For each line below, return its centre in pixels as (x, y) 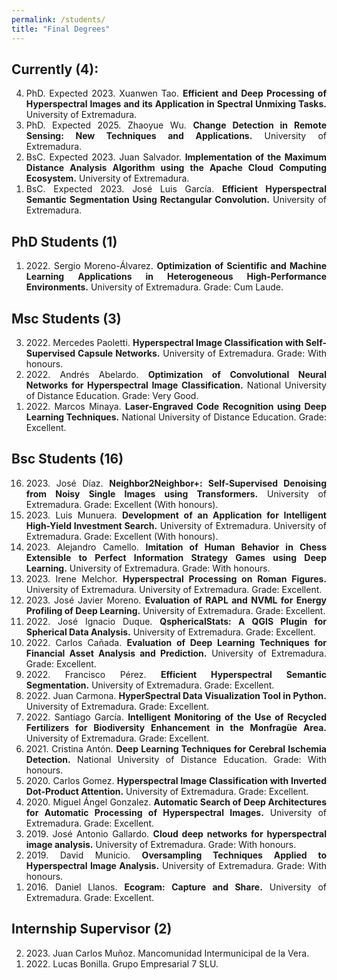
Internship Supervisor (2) (92, 929)
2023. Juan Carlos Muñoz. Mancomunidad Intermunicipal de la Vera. (167, 953)
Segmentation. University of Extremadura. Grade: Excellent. (150, 685)
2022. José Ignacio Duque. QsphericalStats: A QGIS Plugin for (176, 621)
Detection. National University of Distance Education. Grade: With (176, 759)
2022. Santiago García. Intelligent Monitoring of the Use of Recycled (176, 717)
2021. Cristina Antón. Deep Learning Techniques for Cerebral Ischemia (176, 748)
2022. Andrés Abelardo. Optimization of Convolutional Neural (176, 374)
